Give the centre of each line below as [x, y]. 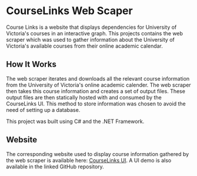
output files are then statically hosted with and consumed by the [84, 97]
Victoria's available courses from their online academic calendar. [85, 46]
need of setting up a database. [43, 109]
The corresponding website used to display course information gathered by [98, 154]
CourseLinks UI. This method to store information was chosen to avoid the [96, 104]
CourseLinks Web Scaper [70, 11]
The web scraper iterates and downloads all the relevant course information [98, 78]
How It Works [31, 64]
